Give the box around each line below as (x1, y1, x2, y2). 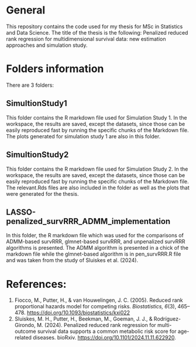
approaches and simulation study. (6, 42, 88, 49)
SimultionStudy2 (6, 150, 69, 160)
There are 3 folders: (6, 81, 54, 89)
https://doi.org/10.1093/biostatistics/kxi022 (26, 309, 130, 317)
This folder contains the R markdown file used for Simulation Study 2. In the (6, 165, 188, 172)
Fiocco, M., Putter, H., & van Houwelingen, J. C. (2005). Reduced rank (14, 297, 183, 304)
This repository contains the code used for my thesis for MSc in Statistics (6, 23, 183, 30)
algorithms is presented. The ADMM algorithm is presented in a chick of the (6, 244, 189, 251)
